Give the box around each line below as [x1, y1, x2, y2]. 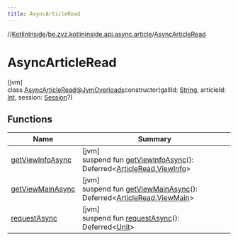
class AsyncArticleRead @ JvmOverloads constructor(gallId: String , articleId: [7, 86, 227, 94]
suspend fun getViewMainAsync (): [82, 184, 198, 194]
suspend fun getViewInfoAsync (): [82, 155, 194, 165]
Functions [7, 113, 53, 125]
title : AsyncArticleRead [7, 10, 81, 18]
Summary [137, 134, 172, 144]
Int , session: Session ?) [7, 93, 73, 101]
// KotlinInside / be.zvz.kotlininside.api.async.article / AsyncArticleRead [7, 30, 207, 38]
